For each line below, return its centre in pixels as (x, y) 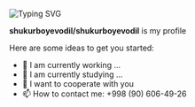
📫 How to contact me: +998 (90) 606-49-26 (105, 94)
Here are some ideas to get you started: (82, 48)
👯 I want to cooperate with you (78, 84)
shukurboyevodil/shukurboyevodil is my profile (98, 31)
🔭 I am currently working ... (71, 65)
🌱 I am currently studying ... (72, 74)
